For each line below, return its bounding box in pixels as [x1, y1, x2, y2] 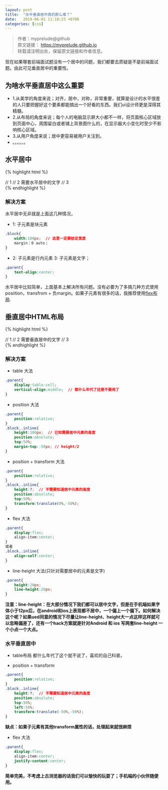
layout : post [5, 7, 32, 13]
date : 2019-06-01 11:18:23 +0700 [5, 17, 79, 22]
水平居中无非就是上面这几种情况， [5, 211, 75, 217]
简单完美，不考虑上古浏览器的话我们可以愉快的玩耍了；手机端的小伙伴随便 [5, 772, 158, 779]
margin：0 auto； [14, 240, 49, 245]
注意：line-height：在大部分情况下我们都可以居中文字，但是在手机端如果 [5, 602, 156, 608]
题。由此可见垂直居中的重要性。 [5, 65, 71, 71]
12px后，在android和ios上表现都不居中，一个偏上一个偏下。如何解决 [18, 608, 160, 614]
